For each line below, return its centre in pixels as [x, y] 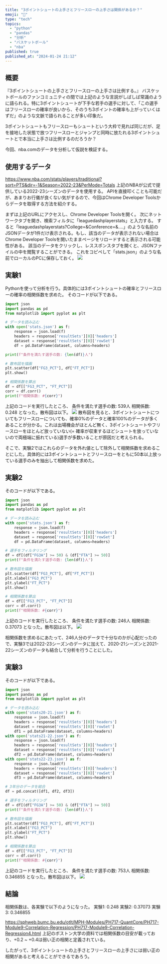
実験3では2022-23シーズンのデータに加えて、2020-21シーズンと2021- [86, 644]
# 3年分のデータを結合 [25, 787]
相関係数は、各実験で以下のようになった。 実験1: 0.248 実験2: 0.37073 [78, 907]
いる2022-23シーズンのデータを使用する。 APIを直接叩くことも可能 [88, 191]
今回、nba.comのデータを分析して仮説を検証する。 [58, 149]
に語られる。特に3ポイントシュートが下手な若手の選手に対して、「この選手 [82, 103]
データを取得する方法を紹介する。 [44, 204]
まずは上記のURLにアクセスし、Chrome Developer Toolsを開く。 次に [77, 214]
